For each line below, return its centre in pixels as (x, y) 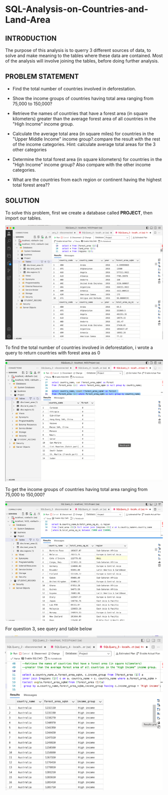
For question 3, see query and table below (49, 628)
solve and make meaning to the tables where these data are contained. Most (84, 55)
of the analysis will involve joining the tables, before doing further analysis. (82, 61)
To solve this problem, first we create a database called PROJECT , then (79, 212)
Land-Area (28, 20)
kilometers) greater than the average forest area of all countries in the (84, 118)
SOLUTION (22, 201)
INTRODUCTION (31, 38)
